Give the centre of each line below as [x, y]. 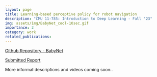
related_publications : [28, 37]
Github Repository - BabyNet [34, 50]
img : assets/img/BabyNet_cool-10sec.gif [47, 23]
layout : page [18, 10]
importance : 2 [20, 28]
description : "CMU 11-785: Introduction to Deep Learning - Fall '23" [79, 19]
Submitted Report [23, 60]
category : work [21, 32]
